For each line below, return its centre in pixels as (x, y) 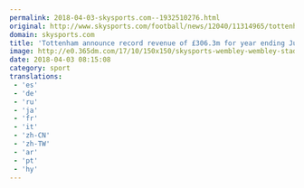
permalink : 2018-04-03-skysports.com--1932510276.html (115, 18)
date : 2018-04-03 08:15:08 (60, 60)
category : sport (40, 69)
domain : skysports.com (52, 34)
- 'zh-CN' (32, 136)
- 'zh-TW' (32, 144)
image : (22, 52)
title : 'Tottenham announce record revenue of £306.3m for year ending (147, 43)
